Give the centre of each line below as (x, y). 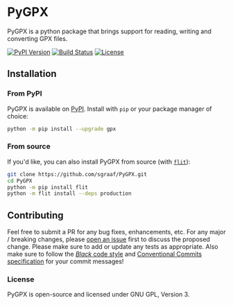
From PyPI (25, 94)
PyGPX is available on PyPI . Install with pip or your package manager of (110, 109)
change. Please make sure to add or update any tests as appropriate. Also (113, 247)
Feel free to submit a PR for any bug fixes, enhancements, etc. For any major (116, 232)
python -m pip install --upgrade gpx (62, 129)
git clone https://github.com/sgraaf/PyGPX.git (77, 174)
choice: (18, 116)
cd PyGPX (20, 181)
